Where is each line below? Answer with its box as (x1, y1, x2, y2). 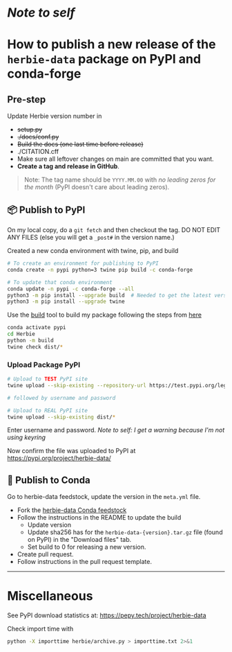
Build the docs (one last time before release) (17, 140, 144, 148)
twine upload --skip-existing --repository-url (7, 382, 147, 389)
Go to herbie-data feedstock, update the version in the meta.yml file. (7, 493, 201, 501)
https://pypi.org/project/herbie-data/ (7, 454, 112, 462)
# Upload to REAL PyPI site (7, 407, 88, 414)
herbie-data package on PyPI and (7, 51, 202, 67)
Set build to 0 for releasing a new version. (27, 543, 146, 552)
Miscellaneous (7, 588, 93, 604)
